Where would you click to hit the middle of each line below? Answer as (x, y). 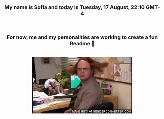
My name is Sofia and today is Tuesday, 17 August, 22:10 (75, 7)
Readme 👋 (82, 44)
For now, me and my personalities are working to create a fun (82, 37)
